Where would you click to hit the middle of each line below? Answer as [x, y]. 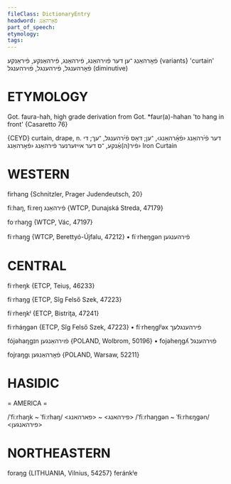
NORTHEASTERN [59, 453]
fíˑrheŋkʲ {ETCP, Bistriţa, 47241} [53, 313]
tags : [15, 41]
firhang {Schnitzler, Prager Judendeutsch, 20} [75, 194]
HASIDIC [33, 383]
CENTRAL [37, 266]
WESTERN [38, 174]
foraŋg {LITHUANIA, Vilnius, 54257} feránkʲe [72, 473]
